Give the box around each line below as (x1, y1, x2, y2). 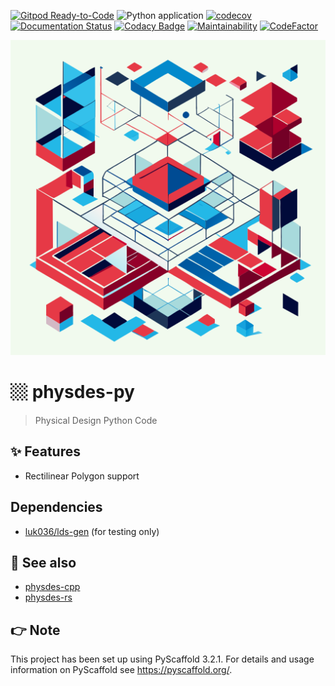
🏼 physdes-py (10, 381, 135, 404)
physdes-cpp (24, 581, 81, 593)
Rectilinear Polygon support (24, 470, 140, 482)
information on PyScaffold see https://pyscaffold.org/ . (10, 664, 233, 676)
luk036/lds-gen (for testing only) (24, 525, 160, 537)
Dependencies (10, 499, 103, 516)
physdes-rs (24, 591, 73, 604)
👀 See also (10, 554, 77, 571)
